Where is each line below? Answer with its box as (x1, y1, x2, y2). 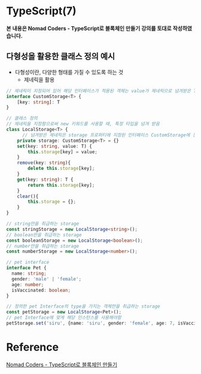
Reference (6, 340, 59, 354)
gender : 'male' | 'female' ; (11, 276, 82, 282)
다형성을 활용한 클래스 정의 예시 (6, 51, 115, 62)
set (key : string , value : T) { (17, 143, 93, 149)
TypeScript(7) (6, 4, 77, 18)
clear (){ (17, 193, 39, 199)
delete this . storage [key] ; (28, 166, 95, 172)
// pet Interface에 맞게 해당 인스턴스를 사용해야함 (6, 315, 121, 321)
